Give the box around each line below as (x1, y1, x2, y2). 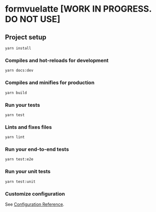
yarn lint (5, 135, 25, 140)
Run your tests (5, 101, 40, 108)
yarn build (5, 90, 27, 95)
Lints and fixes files (5, 124, 52, 130)
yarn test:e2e (5, 157, 34, 162)
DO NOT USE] (5, 14, 61, 25)
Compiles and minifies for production (5, 79, 94, 86)
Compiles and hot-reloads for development (5, 57, 109, 64)
